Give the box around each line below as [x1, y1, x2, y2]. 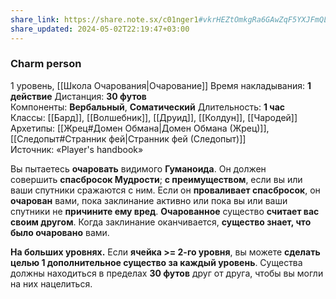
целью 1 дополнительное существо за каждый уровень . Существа [10, 256, 303, 268]
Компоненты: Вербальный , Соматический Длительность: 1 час [10, 101, 286, 113]
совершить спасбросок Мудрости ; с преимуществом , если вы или [10, 173, 303, 185]
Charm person [10, 57, 82, 71]
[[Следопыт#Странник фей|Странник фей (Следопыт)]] [10, 132, 247, 145]
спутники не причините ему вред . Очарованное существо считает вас [10, 205, 320, 217]
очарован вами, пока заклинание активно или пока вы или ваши [10, 194, 288, 206]
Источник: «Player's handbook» [10, 143, 144, 155]
